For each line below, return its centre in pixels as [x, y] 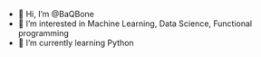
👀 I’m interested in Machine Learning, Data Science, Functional [135, 24]
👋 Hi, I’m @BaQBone [56, 14]
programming [43, 33]
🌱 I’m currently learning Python [76, 43]
